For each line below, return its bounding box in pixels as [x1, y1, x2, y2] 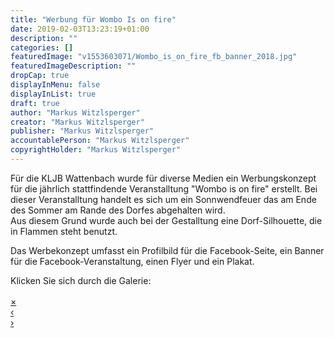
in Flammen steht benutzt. [10, 225, 118, 237]
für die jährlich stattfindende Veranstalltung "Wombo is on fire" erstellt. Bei [10, 182, 318, 195]
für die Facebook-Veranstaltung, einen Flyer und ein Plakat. [10, 255, 255, 267]
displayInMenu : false [10, 80, 101, 90]
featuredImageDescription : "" [10, 61, 137, 71]
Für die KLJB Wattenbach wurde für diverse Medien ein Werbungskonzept [10, 172, 317, 184]
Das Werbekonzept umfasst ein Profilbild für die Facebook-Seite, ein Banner [10, 244, 325, 256]
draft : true [10, 98, 60, 108]
